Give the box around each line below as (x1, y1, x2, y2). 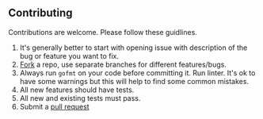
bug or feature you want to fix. (19, 51, 120, 60)
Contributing (8, 6, 73, 20)
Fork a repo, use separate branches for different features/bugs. (19, 59, 227, 69)
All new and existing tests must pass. (19, 93, 141, 102)
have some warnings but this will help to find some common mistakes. (19, 76, 250, 86)
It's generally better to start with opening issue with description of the (19, 43, 248, 52)
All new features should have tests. (19, 85, 135, 94)
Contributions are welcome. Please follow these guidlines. (8, 27, 198, 36)
